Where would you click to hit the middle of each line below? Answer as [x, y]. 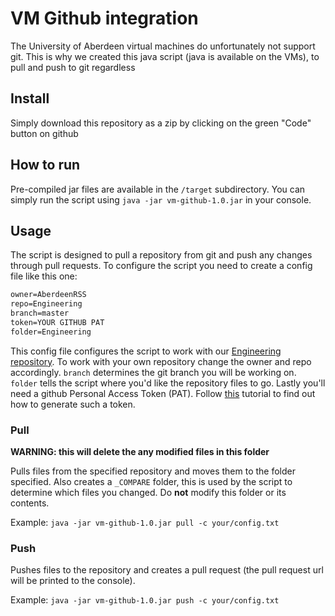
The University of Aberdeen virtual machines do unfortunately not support [163, 46]
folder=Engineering [51, 332]
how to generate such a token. [73, 404]
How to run [45, 165]
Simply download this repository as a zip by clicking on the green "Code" [161, 123]
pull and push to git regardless [73, 67]
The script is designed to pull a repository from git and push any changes [161, 255]
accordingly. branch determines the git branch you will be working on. [153, 372]
